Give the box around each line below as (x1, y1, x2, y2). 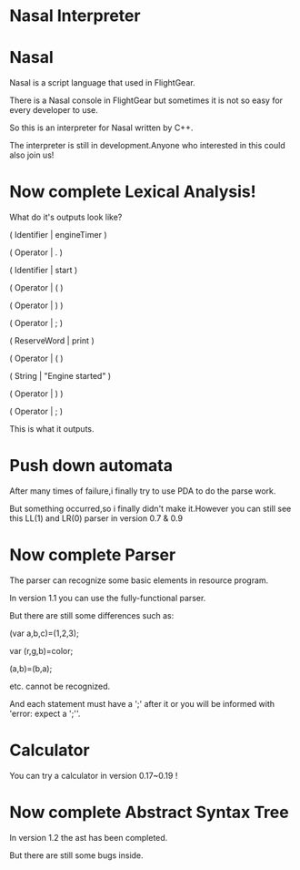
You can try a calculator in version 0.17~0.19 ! (9, 770, 178, 781)
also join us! (9, 149, 55, 160)
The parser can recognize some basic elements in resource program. (9, 575, 269, 586)
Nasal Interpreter (9, 5, 141, 26)
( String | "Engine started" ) (9, 371, 112, 382)
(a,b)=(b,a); (9, 662, 53, 674)
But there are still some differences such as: (9, 609, 175, 620)
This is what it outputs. (9, 424, 95, 435)
